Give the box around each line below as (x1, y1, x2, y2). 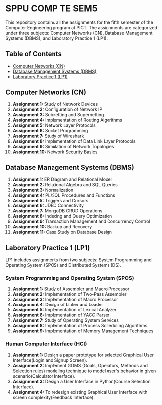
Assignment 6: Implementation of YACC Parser (12, 312, 110, 318)
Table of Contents (5, 50, 62, 58)
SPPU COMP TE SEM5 (5, 3, 98, 14)
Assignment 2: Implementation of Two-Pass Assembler (12, 291, 127, 297)
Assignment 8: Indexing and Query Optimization (12, 213, 112, 219)
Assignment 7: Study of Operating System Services (12, 317, 119, 323)
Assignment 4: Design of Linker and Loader (12, 302, 104, 307)
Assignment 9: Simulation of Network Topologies (12, 143, 114, 149)
